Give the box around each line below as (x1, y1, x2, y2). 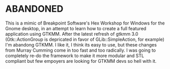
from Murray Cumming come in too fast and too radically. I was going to (5, 47, 156, 53)
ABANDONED (5, 3, 64, 15)
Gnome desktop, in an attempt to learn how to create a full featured (5, 25, 147, 31)
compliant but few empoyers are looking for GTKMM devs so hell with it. (5, 58, 157, 64)
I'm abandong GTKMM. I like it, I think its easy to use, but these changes (5, 41, 157, 48)
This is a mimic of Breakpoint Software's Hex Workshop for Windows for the (5, 20, 165, 26)
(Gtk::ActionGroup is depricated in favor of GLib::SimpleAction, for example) (5, 36, 164, 42)
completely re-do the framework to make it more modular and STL (5, 52, 144, 59)
